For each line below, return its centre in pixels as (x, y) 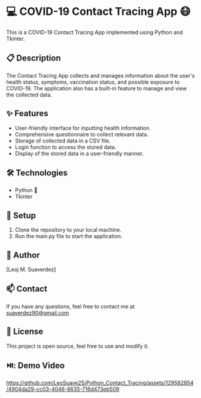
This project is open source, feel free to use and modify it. (78, 346)
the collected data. (29, 95)
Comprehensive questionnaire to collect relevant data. (81, 134)
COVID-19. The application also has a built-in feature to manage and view (97, 88)
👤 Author (23, 255)
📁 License (25, 332)
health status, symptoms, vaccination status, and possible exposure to (93, 82)
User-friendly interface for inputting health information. (83, 128)
